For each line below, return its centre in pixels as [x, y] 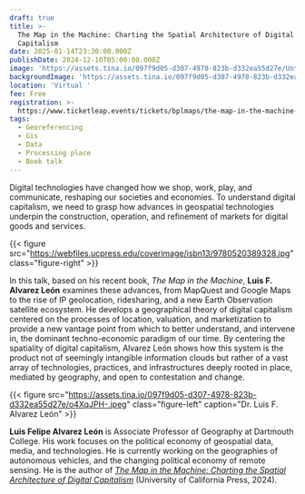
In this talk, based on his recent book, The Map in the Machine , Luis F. [141, 280]
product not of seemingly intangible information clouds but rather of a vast [149, 357]
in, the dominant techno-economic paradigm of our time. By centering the [148, 338]
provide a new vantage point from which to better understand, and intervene [152, 329]
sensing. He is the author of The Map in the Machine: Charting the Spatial [148, 469]
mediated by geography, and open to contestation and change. [127, 377]
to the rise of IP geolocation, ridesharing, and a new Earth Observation [141, 300]
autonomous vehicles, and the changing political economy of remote [138, 460]
